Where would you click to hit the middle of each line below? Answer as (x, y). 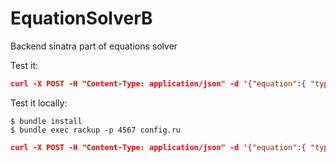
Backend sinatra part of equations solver (94, 46)
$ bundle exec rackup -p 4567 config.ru (96, 130)
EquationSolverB (81, 18)
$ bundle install (46, 121)
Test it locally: (39, 103)
